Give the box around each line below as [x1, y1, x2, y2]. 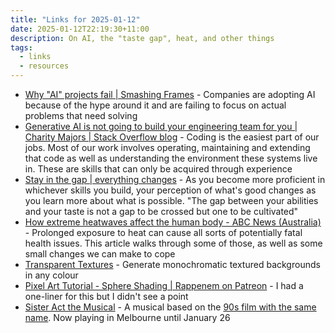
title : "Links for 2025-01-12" [10, 14, 141, 25]
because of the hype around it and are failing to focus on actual [24, 99, 287, 111]
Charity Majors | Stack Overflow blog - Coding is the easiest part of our [24, 131, 320, 143]
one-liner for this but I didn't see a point [24, 291, 189, 302]
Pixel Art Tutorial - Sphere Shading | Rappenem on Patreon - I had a [24, 280, 304, 291]
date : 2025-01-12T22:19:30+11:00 [10, 24, 150, 34]
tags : [10, 42, 33, 53]
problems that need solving [24, 110, 138, 121]
